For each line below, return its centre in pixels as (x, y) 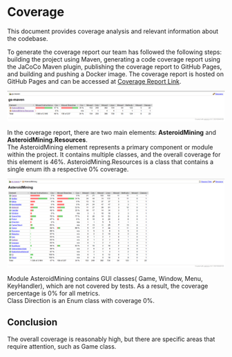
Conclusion (32, 322)
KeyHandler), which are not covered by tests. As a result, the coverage (108, 286)
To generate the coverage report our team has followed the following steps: (115, 52)
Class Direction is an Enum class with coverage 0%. (81, 301)
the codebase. (28, 38)
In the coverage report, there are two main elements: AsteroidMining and (112, 132)
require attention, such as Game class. (62, 346)
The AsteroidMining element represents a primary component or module (110, 147)
